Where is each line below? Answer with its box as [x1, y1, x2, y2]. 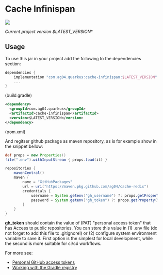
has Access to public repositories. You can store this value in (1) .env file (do [5, 225, 158, 231]
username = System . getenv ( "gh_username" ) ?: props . [31, 193, 138, 198]
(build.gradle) [5, 92, 33, 98]
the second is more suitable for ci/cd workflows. [5, 241, 102, 246]
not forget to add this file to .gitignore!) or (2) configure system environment [5, 230, 157, 236]
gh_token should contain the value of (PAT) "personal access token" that [5, 220, 151, 225]
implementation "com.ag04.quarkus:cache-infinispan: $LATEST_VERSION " [14, 74, 158, 80]
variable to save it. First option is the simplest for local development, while [5, 236, 153, 241]
